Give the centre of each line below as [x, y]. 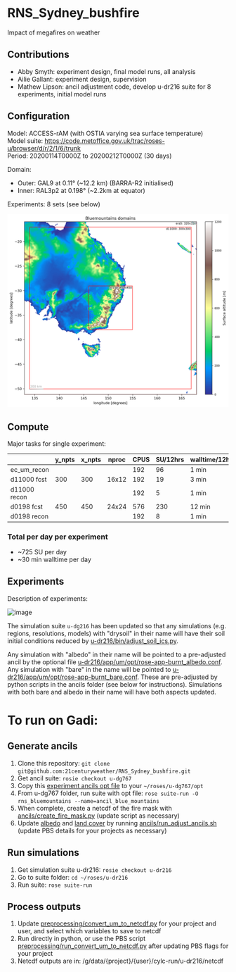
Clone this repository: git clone [64, 763]
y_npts [65, 459]
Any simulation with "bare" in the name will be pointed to [89, 669]
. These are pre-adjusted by [177, 677]
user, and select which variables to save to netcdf [89, 931]
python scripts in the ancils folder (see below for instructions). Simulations [115, 684]
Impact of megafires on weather [54, 32]
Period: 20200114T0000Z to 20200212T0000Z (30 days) [90, 156]
